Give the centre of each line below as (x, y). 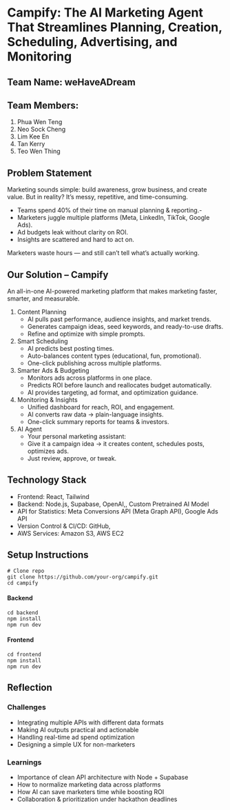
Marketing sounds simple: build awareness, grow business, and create (107, 190)
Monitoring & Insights (47, 400)
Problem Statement (50, 173)
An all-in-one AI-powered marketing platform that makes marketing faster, (112, 292)
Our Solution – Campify (58, 275)
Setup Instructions (48, 555)
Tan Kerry (31, 144)
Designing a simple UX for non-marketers (76, 744)
